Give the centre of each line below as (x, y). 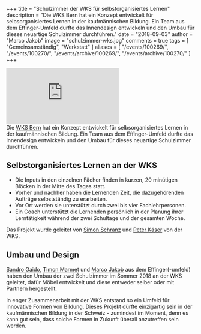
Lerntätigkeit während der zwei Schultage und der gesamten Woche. (100, 218)
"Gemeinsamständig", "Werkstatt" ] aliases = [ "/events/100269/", (87, 47)
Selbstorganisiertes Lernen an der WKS (82, 165)
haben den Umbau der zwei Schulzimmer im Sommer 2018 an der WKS (94, 276)
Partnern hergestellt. (31, 288)
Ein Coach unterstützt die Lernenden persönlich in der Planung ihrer (99, 212)
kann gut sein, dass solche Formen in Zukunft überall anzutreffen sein (92, 319)
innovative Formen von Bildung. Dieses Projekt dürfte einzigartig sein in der (99, 306)
